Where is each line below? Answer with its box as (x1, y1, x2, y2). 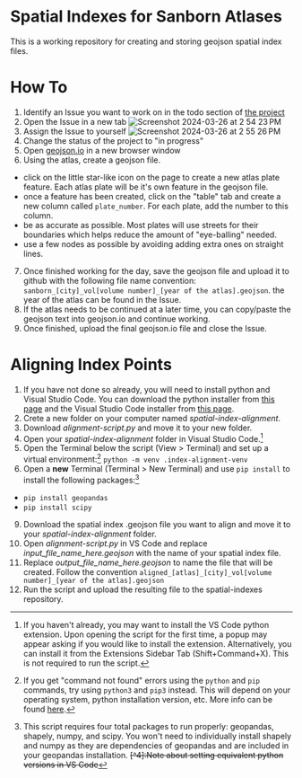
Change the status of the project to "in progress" (22, 135, 204, 146)
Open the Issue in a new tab (22, 116, 127, 127)
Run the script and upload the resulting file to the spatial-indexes (22, 584, 263, 595)
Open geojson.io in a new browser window (22, 145, 182, 155)
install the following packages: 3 (22, 473, 140, 485)
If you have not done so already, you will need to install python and (22, 384, 271, 394)
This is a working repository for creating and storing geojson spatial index (10, 36, 282, 47)
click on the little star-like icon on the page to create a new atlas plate (22, 172, 280, 182)
